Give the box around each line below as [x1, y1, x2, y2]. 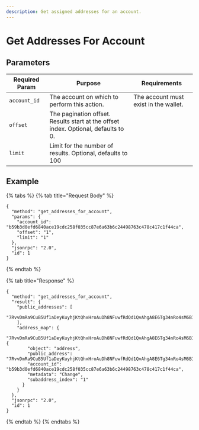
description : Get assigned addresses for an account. [6, 8, 142, 15]
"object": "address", [27, 346, 81, 352]
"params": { [11, 214, 41, 220]
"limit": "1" [17, 235, 49, 240]
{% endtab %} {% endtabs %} [6, 418, 80, 425]
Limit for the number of [49, 142, 114, 150]
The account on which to [49, 92, 118, 101]
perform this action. [49, 100, 104, 108]
